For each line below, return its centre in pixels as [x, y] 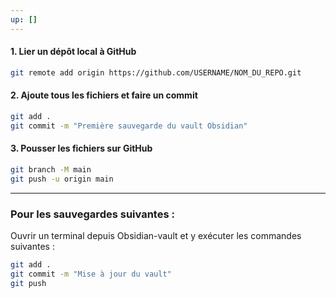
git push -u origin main [62, 179]
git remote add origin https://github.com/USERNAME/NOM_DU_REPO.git [156, 72]
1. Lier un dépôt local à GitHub [73, 52]
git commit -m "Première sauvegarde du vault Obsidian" [129, 126]
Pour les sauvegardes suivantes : [92, 214]
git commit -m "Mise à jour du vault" [91, 274]
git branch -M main [51, 169]
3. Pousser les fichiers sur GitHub [81, 148]
